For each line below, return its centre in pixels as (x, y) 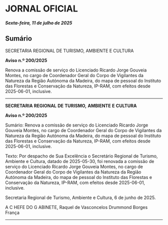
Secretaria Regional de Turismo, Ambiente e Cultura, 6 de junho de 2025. (80, 197)
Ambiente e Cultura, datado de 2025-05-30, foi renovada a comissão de (80, 161)
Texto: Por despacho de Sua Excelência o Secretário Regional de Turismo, (81, 156)
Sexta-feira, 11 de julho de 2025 (39, 22)
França (12, 212)
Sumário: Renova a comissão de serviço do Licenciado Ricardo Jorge (77, 125)
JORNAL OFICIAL (42, 9)
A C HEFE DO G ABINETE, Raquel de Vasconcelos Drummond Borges (76, 207)
